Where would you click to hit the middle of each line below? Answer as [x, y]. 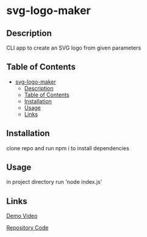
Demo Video [22, 216]
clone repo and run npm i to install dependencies [68, 148]
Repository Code [27, 228]
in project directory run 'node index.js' [54, 182]
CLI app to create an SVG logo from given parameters [74, 48]
